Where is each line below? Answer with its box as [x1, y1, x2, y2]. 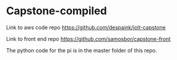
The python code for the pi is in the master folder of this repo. [6, 46, 157, 54]
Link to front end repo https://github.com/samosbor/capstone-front [6, 35, 171, 42]
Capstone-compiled [6, 4, 108, 18]
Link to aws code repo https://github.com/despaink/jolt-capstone [6, 24, 166, 31]
